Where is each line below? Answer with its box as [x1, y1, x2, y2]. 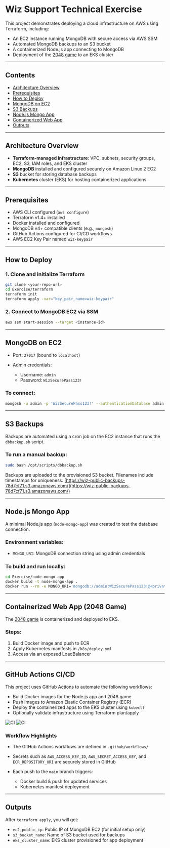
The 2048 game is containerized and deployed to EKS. [5, 616, 119, 622]
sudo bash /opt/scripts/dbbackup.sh [5, 462, 82, 468]
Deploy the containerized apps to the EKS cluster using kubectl [12, 704, 145, 710]
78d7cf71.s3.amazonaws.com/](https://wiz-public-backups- [5, 482, 131, 489]
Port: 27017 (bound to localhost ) [12, 352, 80, 358]
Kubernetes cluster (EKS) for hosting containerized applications [12, 176, 147, 183]
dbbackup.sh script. [5, 439, 45, 445]
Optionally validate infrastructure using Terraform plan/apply [12, 709, 139, 715]
